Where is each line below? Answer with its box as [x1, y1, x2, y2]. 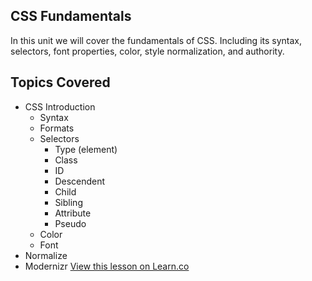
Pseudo [54, 217, 87, 229]
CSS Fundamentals [10, 8, 132, 25]
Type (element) [54, 143, 118, 155]
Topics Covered [10, 74, 111, 91]
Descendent [54, 175, 106, 187]
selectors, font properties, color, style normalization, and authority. [10, 45, 285, 57]
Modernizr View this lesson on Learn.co [24, 260, 190, 272]
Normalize [24, 249, 68, 261]
